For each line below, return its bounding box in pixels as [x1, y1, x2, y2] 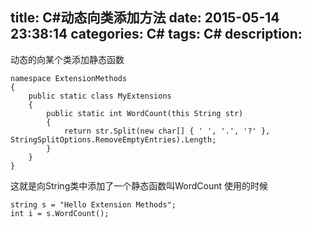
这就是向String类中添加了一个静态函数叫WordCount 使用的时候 [10, 179, 268, 192]
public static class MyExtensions [28, 91, 172, 101]
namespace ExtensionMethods [10, 73, 128, 83]
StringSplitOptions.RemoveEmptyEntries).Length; [10, 134, 217, 145]
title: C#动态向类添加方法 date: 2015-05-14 [10, 9, 280, 27]
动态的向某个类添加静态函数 [10, 53, 125, 65]
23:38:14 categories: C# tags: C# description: [10, 26, 303, 43]
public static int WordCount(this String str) [46, 108, 244, 118]
